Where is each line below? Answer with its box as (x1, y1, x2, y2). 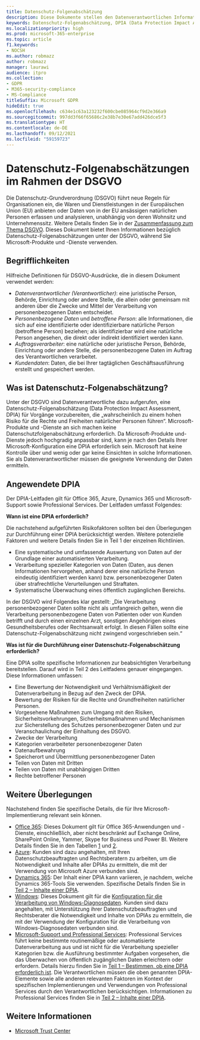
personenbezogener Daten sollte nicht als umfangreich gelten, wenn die (6, 604, 183, 611)
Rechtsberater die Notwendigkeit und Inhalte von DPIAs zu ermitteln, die (14, 911, 192, 918)
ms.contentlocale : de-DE (6, 125, 68, 131)
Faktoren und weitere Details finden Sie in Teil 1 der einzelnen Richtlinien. (6, 537, 186, 544)
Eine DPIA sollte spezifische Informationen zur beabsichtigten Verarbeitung (6, 659, 191, 666)
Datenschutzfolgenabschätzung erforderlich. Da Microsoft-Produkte (6, 430, 174, 437)
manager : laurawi (6, 64, 49, 70)
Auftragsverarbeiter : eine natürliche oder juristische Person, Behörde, (14, 340, 186, 347)
